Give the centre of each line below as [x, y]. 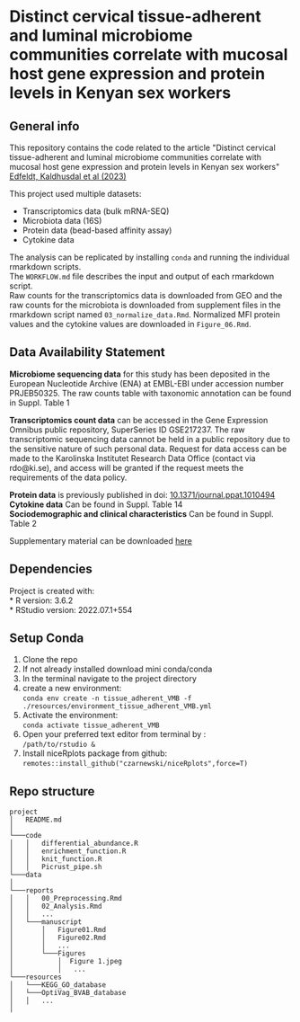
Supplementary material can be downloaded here [101, 540]
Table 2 [23, 523]
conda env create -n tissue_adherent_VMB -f [107, 698]
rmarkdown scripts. [45, 267]
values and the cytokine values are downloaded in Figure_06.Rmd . [130, 324]
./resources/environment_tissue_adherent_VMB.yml [117, 707]
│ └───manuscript [46, 922]
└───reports [31, 891]
